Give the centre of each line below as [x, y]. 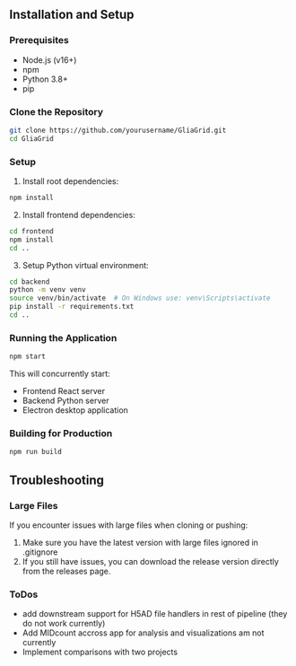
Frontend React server [64, 391]
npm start [28, 357]
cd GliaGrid [31, 138]
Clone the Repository [57, 111]
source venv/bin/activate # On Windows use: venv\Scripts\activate [140, 298]
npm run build [36, 452]
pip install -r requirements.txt [72, 307]
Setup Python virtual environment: [86, 265]
